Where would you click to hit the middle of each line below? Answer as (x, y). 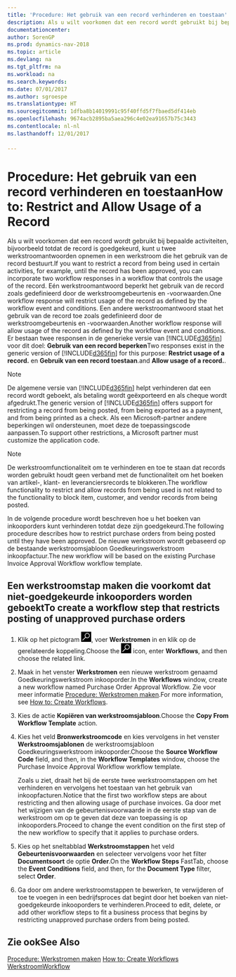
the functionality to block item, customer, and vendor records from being (112, 498)
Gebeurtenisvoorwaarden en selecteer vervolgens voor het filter (112, 854)
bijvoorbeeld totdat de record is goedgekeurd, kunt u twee (92, 248)
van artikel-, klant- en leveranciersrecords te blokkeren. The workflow (107, 483)
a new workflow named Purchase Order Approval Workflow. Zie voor (117, 687)
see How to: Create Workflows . (63, 702)
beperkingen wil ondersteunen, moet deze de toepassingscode (99, 425)
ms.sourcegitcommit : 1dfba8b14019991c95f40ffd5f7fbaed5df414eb (102, 112)
